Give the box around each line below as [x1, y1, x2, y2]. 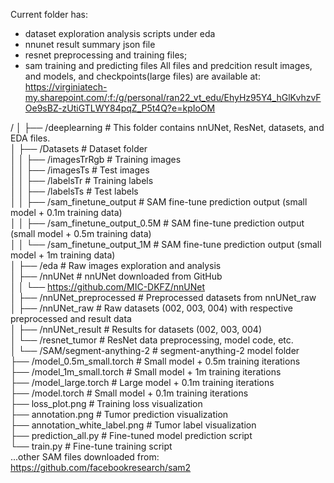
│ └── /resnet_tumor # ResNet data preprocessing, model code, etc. [10, 334, 294, 346]
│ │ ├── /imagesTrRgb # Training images [10, 154, 182, 165]
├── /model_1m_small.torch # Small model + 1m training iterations [10, 366, 282, 378]
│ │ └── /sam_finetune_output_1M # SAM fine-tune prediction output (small [10, 239, 322, 250]
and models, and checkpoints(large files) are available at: [24, 70, 261, 82]
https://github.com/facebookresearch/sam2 [10, 462, 192, 473]
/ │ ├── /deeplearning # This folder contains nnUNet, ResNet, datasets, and [10, 122, 325, 133]
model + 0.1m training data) [10, 207, 123, 218]
